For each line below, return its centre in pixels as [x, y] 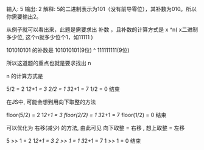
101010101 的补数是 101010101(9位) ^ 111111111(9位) [68, 50]
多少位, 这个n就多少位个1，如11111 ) [50, 37]
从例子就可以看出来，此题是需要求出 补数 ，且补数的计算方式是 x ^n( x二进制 [102, 30]
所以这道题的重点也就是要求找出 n [49, 63]
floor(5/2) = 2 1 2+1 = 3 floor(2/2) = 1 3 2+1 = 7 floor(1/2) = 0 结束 [86, 115]
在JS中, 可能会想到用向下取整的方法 [51, 102]
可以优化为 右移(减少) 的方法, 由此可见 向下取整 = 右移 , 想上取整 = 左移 [96, 128]
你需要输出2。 [24, 16]
